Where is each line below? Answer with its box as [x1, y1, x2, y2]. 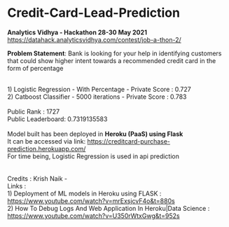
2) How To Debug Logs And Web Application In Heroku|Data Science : [7, 204, 210, 212]
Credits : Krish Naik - [7, 174, 68, 183]
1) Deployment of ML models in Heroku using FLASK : [7, 189, 162, 198]
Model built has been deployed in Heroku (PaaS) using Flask [7, 130, 183, 138]
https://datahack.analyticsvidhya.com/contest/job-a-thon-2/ [7, 35, 181, 43]
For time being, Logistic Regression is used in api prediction [7, 152, 180, 160]
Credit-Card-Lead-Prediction [7, 5, 181, 21]
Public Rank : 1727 [7, 107, 60, 116]
